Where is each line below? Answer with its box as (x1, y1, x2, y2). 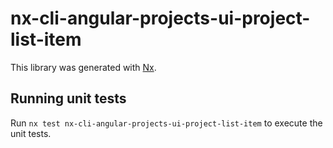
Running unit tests (10, 90, 127, 107)
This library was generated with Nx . (10, 61, 157, 73)
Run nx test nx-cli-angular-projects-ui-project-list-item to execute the (10, 117, 323, 129)
